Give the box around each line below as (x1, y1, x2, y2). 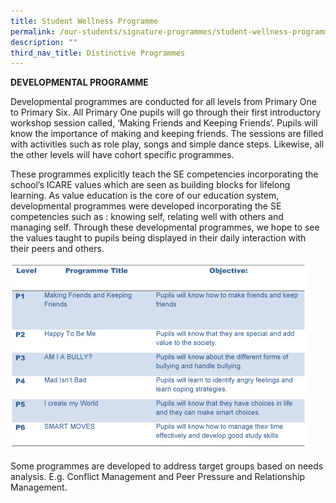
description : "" (10, 37, 78, 47)
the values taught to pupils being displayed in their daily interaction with (10, 232, 307, 244)
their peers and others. (10, 243, 105, 255)
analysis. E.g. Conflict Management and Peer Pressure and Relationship (10, 471, 305, 483)
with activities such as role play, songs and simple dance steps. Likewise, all (10, 138, 325, 150)
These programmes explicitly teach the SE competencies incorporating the (10, 168, 319, 180)
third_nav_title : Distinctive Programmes (10, 48, 186, 58)
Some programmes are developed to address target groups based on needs (10, 460, 324, 472)
